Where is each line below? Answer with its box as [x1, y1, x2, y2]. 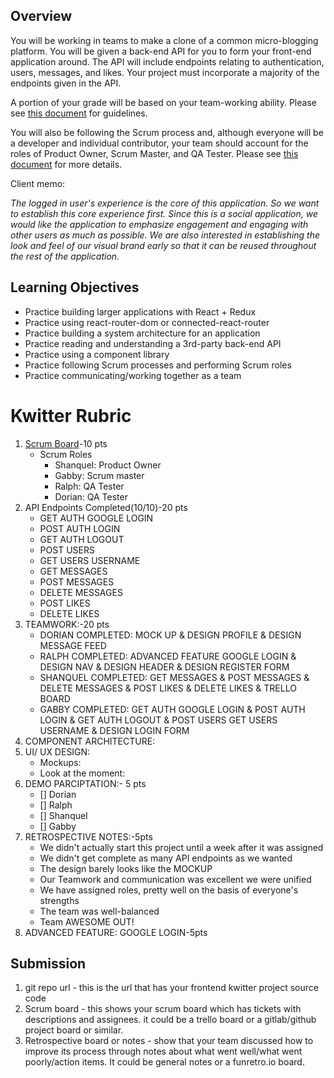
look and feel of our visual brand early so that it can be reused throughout [10, 239, 317, 251]
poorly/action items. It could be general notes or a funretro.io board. [24, 1056, 305, 1068]
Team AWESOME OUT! [39, 915, 135, 928]
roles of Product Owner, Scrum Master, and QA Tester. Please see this [10, 147, 299, 159]
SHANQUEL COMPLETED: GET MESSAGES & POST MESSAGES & [39, 671, 310, 683]
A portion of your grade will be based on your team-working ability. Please [10, 96, 317, 108]
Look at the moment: [39, 767, 126, 779]
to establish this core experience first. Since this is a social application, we [10, 207, 318, 219]
